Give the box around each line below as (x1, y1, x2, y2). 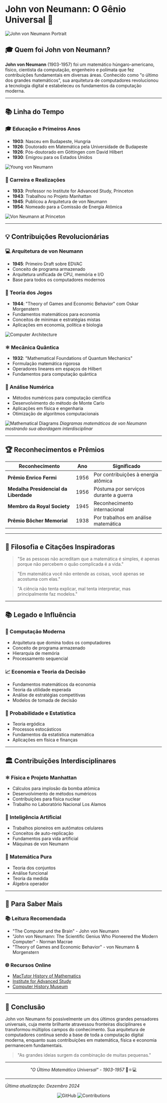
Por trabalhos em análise (93, 514, 152, 521)
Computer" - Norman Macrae (12, 939, 73, 945)
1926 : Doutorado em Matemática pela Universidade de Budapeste (12, 144, 148, 150)
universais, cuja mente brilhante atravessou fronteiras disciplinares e (5, 1021, 146, 1027)
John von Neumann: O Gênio (5, 3, 126, 15)
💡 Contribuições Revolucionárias (5, 233, 109, 241)
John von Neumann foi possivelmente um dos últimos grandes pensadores (5, 1016, 159, 1022)
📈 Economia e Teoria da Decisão (5, 668, 86, 675)
